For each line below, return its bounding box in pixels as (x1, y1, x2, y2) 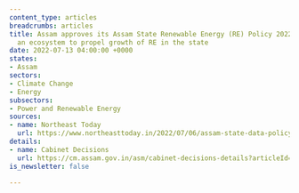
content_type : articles (9, 12, 98, 22)
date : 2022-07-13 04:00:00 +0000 (9, 46, 133, 55)
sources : (9, 112, 42, 121)
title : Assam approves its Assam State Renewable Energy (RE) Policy (9, 29, 273, 38)
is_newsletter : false (9, 162, 90, 171)
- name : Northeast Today (9, 121, 101, 130)
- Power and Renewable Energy (9, 104, 122, 113)
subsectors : (9, 95, 53, 105)
